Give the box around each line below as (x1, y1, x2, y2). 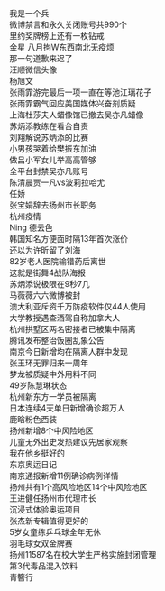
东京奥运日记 (9, 459, 57, 469)
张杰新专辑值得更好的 (9, 515, 88, 526)
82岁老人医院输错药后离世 (9, 256, 106, 266)
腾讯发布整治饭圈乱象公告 (9, 335, 105, 346)
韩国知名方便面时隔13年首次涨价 (9, 234, 129, 244)
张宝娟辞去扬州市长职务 (9, 199, 96, 210)
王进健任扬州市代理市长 (9, 493, 96, 503)
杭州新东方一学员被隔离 (9, 392, 96, 402)
